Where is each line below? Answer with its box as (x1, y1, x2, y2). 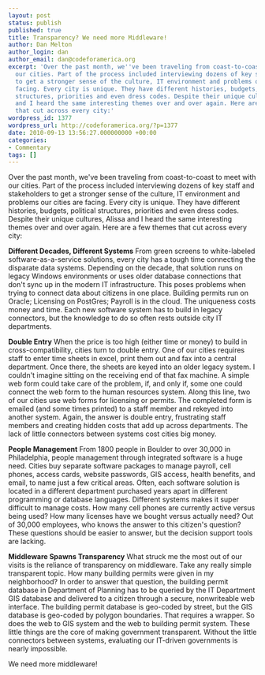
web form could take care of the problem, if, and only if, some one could (8, 379, 243, 389)
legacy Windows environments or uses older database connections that (8, 271, 241, 281)
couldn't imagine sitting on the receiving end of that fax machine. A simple (8, 371, 250, 380)
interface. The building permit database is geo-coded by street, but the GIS (8, 602, 253, 612)
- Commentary (8, 144, 51, 151)
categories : (8, 136, 47, 144)
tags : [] (8, 151, 37, 158)
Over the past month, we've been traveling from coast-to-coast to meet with (8, 173, 256, 182)
